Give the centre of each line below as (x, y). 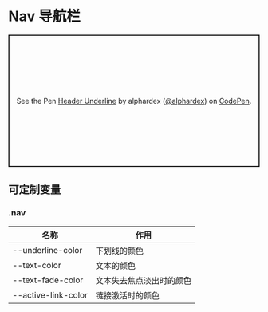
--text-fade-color (48, 280)
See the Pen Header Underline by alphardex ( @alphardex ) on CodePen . (134, 101)
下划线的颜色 (119, 251)
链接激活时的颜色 (127, 295)
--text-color (37, 265)
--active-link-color (50, 294)
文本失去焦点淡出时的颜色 (143, 280)
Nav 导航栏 (45, 16)
